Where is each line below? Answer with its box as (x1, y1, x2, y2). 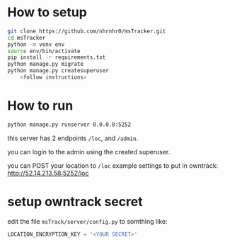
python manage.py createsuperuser (7, 67, 110, 74)
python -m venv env (7, 40, 65, 48)
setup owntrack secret (7, 193, 143, 210)
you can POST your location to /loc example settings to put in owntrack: (7, 161, 219, 170)
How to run (7, 98, 74, 114)
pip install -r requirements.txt (7, 54, 106, 61)
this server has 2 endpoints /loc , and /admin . (7, 134, 139, 142)
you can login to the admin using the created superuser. (7, 147, 171, 156)
